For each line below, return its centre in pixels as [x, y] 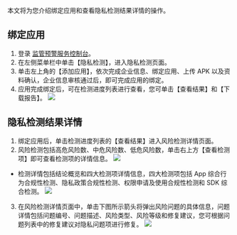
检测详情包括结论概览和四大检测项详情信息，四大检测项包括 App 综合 [119, 173]
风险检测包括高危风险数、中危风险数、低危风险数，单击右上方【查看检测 [123, 149]
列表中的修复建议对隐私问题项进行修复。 [83, 224]
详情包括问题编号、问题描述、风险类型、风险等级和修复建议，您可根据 [121, 215]
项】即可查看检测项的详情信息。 [64, 158]
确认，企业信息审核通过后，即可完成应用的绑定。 [96, 80]
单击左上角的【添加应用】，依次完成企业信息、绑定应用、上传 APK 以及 [121, 71]
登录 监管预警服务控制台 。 [56, 53]
